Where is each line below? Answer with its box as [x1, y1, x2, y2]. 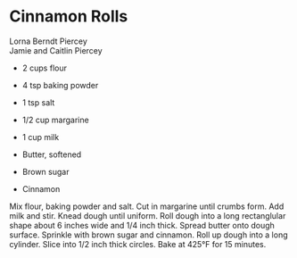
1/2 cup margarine [21, 114, 89, 125]
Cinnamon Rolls [9, 6, 128, 27]
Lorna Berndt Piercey [9, 36, 87, 46]
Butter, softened [21, 149, 82, 160]
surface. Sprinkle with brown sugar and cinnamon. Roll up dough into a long [9, 229, 288, 240]
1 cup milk [21, 131, 60, 142]
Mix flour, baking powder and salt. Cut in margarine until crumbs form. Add [9, 201, 285, 212]
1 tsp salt [21, 96, 55, 108]
